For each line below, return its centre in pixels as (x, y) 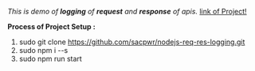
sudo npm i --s (43, 50)
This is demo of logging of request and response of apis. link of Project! (127, 11)
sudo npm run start (51, 59)
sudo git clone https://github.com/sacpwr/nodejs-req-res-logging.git (132, 42)
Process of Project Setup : (52, 26)
